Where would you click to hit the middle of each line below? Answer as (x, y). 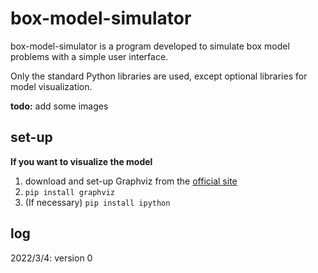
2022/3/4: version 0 (51, 258)
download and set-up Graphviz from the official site (131, 181)
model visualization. (51, 86)
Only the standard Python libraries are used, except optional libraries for (159, 76)
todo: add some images (59, 106)
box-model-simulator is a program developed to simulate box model (150, 46)
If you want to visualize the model (81, 161)
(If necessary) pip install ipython (97, 202)
